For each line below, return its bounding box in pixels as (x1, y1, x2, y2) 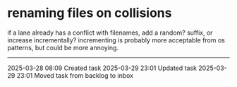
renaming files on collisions (7, 5, 172, 21)
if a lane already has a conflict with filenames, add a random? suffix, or (7, 28, 213, 37)
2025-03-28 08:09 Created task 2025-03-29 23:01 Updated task (7, 64, 197, 72)
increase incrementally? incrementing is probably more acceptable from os (7, 35, 226, 44)
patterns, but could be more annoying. (7, 43, 119, 52)
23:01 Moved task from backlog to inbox (16, 71, 134, 79)
